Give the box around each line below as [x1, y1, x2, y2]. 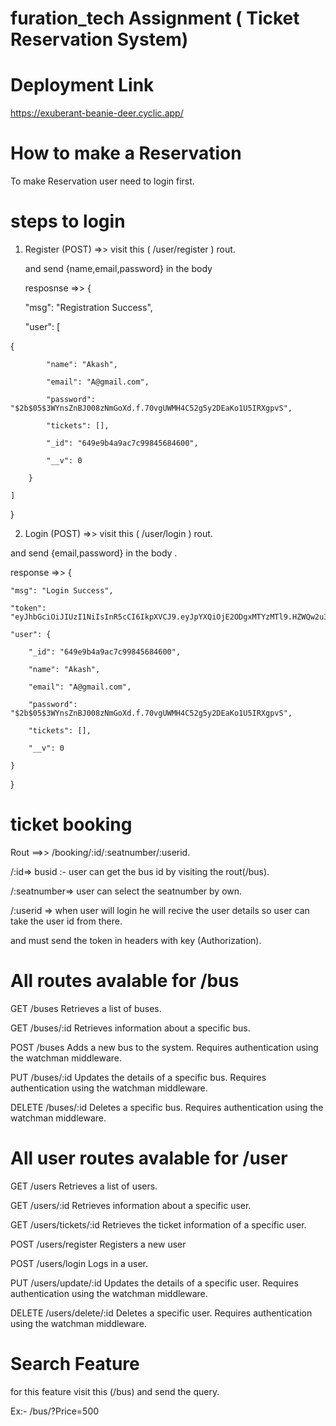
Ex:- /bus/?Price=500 [10, 1405, 100, 1417]
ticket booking [10, 813, 133, 836]
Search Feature [10, 1353, 140, 1375]
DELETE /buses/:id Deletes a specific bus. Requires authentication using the [10, 1101, 324, 1113]
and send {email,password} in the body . [10, 547, 178, 559]
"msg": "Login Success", [10, 586, 114, 596]
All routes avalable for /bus [10, 970, 240, 992]
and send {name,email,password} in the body [24, 263, 213, 274]
